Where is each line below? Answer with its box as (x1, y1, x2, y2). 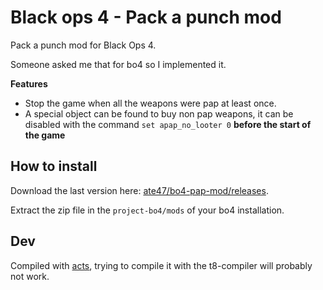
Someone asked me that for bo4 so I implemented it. (10, 58, 227, 70)
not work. (10, 270, 50, 282)
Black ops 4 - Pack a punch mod (10, 6, 282, 29)
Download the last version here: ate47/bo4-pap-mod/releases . (10, 184, 269, 196)
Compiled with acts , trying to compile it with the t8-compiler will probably (10, 259, 313, 271)
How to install (10, 158, 98, 175)
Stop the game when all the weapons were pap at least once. (24, 97, 277, 109)
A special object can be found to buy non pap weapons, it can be (24, 107, 294, 120)
